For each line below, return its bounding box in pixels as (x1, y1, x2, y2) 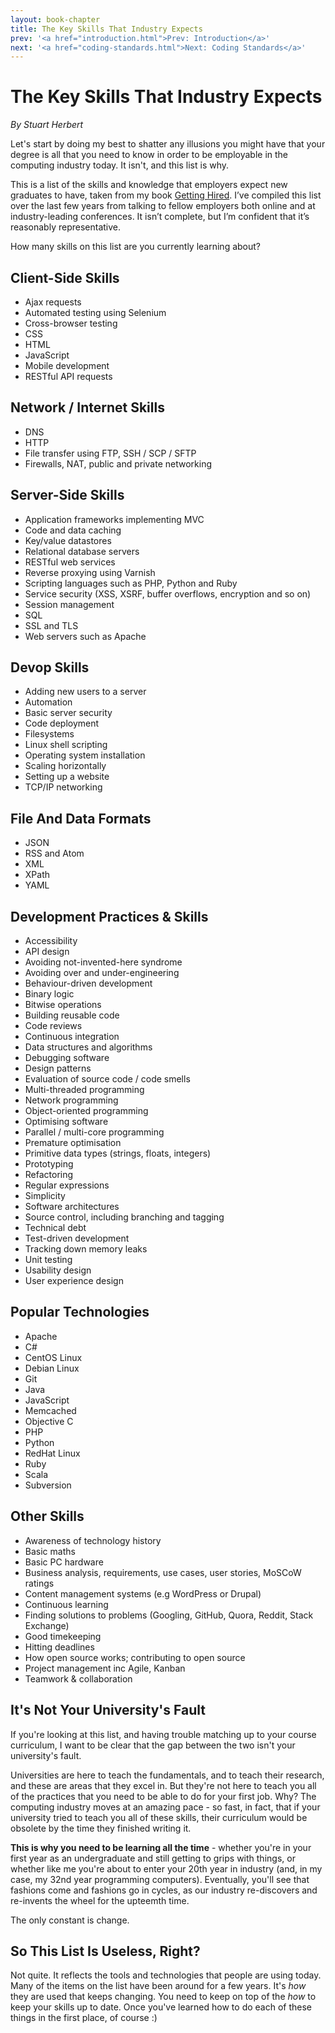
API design (24, 946, 70, 958)
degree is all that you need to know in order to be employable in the (10, 149, 289, 161)
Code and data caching (24, 524, 122, 536)
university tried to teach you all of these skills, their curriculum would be (10, 1811, 308, 1823)
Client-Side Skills (10, 269, 120, 286)
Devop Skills (10, 659, 90, 676)
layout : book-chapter (10, 14, 101, 25)
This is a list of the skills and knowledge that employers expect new (10, 179, 288, 191)
